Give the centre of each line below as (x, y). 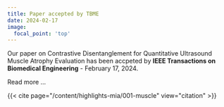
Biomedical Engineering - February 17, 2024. (73, 68)
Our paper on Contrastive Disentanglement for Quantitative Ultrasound (110, 53)
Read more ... (27, 82)
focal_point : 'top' (42, 33)
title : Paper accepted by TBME (53, 14)
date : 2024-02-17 (33, 20)
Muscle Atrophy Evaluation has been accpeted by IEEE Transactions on (112, 61)
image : (17, 27)
